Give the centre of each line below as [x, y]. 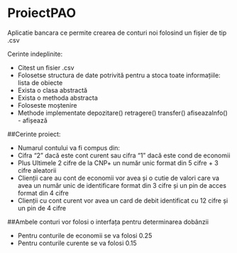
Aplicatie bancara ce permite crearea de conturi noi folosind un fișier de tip [117, 33]
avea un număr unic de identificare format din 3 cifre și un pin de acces [122, 185]
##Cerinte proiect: [34, 134]
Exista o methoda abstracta [57, 98]
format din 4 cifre [43, 193]
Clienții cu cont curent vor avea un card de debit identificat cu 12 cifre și [123, 201]
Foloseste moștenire [47, 105]
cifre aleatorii [37, 170]
